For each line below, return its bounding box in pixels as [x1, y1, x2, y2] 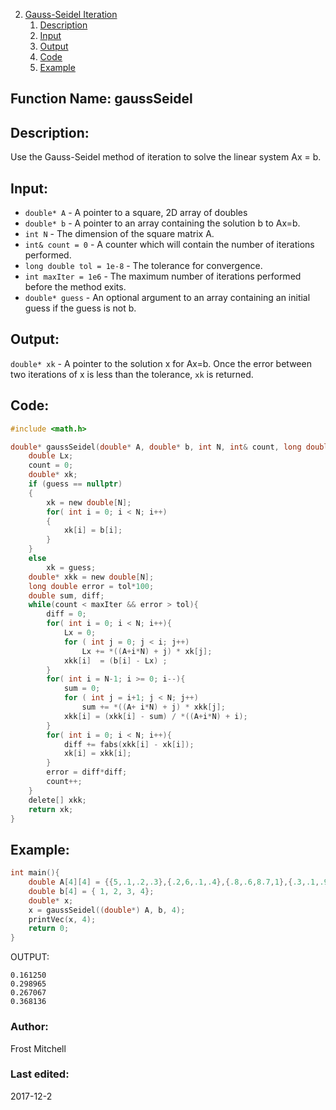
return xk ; [28, 804, 74, 814]
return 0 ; [28, 924, 70, 934]
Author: [10, 1020, 49, 1034]
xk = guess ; [46, 562, 97, 573]
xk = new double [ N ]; [46, 497, 132, 508]
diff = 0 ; [46, 609, 87, 619]
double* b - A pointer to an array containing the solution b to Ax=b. [24, 217, 301, 229]
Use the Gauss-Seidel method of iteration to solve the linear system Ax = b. [10, 151, 322, 163]
